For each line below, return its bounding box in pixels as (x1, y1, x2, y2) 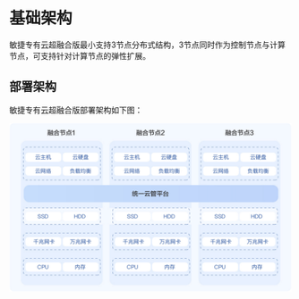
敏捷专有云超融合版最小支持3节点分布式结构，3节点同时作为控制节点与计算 (9, 39, 286, 50)
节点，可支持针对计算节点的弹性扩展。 (9, 50, 150, 61)
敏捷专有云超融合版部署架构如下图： (9, 104, 143, 115)
